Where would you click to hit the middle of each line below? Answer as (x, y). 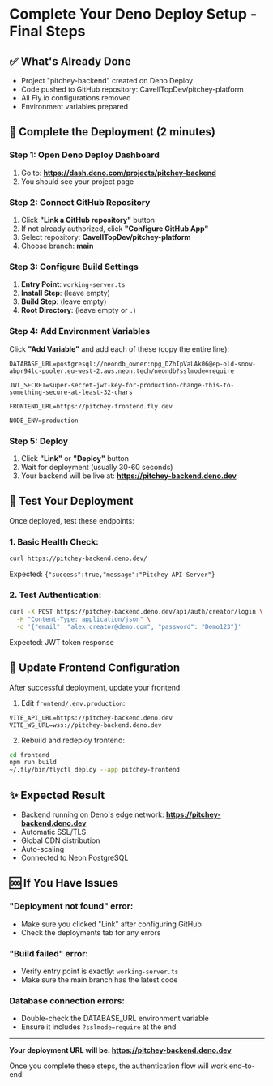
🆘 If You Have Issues (64, 883)
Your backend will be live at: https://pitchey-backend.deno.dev (129, 476)
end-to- (242, 1066)
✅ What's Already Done (70, 61)
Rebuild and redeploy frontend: (73, 740)
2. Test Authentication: (55, 595)
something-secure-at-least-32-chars (71, 392)
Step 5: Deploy (38, 441)
